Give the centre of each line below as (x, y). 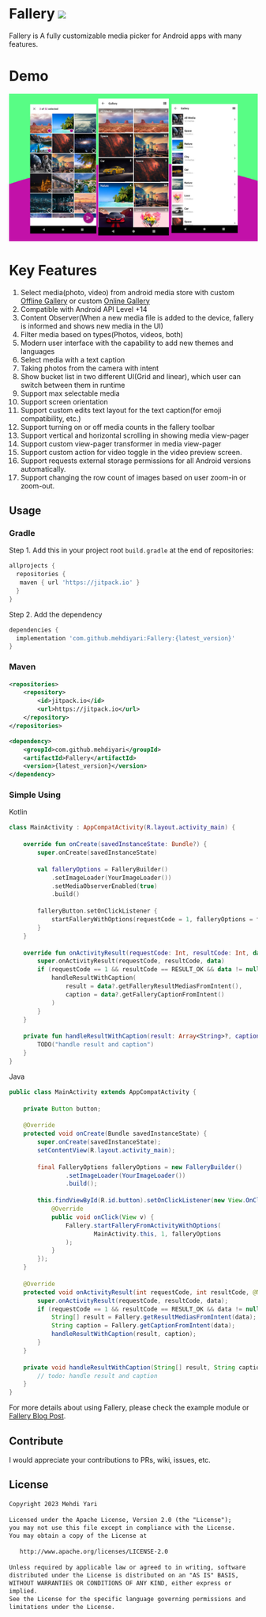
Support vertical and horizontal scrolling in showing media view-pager (135, 435)
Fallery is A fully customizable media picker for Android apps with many (126, 36)
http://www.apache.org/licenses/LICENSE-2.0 (94, 1551)
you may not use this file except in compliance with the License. (122, 1528)
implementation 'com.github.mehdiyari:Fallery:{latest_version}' (126, 638)
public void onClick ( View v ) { (103, 1217)
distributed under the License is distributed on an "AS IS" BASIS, (124, 1575)
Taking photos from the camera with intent (89, 368)
